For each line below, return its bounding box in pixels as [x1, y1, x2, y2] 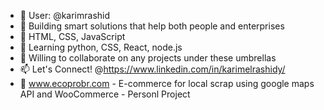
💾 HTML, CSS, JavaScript [19, 31, 126, 42]
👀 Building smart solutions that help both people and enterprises [19, 20, 285, 32]
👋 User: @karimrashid [19, 10, 111, 21]
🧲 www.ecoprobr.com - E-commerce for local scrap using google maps [19, 78, 315, 89]
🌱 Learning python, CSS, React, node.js [19, 41, 183, 53]
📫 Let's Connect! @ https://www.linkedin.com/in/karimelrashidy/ [19, 63, 286, 75]
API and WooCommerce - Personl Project [19, 88, 191, 100]
